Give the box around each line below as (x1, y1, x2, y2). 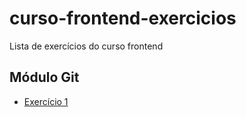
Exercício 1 (23, 95, 69, 107)
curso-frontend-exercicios (9, 7, 237, 30)
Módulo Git (9, 69, 80, 86)
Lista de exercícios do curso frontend (9, 40, 164, 52)
